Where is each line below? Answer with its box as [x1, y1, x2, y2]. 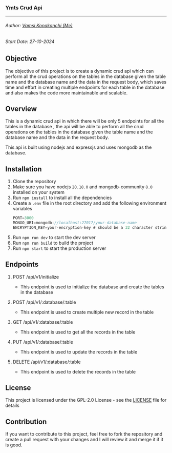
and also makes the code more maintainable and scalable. [5, 89, 128, 96]
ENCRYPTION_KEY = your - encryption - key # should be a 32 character [12, 225, 153, 230]
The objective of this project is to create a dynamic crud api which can [5, 68, 154, 74]
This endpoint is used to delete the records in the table [20, 368, 136, 375]
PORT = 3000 [12, 215, 34, 221]
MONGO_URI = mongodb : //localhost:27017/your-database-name [12, 220, 137, 226]
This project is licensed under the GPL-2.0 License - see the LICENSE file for [5, 397, 167, 403]
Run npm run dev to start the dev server [12, 234, 96, 240]
